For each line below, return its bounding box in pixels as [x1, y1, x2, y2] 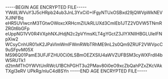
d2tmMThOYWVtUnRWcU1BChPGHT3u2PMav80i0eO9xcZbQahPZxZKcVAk [5, 62, 162, 68]
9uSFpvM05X [5, 47, 34, 52]
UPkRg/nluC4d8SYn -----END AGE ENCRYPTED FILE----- [27, 68, 147, 74]
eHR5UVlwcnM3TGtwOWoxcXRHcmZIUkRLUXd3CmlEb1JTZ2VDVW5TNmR [5, 20, 162, 26]
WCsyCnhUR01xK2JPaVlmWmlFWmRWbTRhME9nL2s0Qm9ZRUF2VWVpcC [5, 41, 163, 47]
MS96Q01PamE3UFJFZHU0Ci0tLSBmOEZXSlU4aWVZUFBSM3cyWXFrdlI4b [5, 52, 163, 58]
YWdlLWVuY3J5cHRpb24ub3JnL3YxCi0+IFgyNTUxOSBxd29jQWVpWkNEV [5, 9, 163, 15]
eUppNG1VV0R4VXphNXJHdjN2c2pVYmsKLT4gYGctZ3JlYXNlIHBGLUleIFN [5, 31, 162, 36]
